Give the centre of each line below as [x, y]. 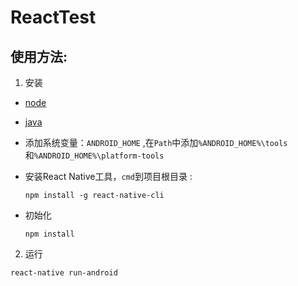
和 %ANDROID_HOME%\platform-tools [94, 155]
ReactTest [53, 17]
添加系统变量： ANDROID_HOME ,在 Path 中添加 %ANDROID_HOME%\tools [156, 142]
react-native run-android [64, 273]
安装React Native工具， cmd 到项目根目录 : [108, 176]
